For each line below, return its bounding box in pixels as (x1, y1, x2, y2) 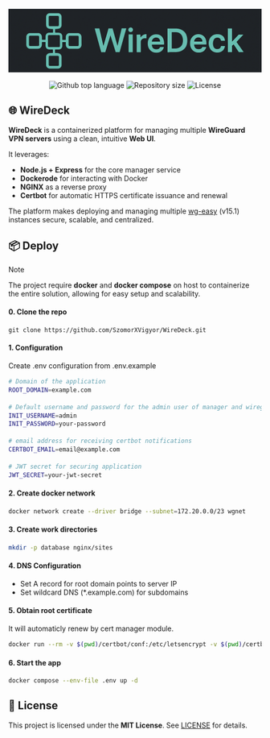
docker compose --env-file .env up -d (8, 677, 138, 685)
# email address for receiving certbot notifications (8, 437, 193, 446)
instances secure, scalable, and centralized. (8, 214, 154, 224)
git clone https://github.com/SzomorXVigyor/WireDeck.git (8, 325, 207, 334)
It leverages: (8, 149, 50, 159)
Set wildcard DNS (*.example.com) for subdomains (19, 587, 189, 597)
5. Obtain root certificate (8, 606, 92, 616)
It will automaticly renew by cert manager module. (8, 624, 174, 633)
